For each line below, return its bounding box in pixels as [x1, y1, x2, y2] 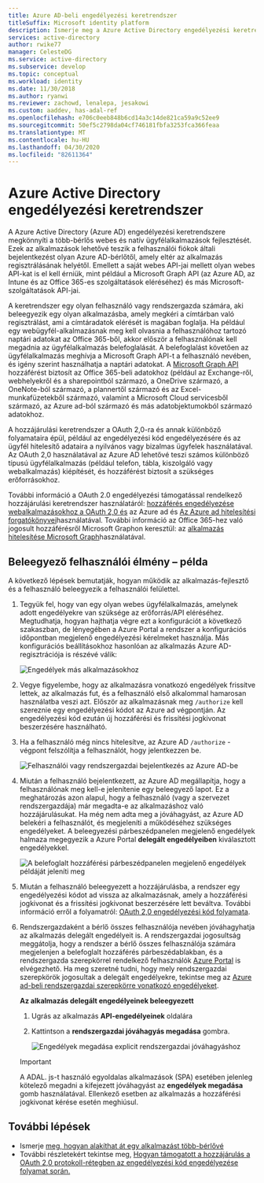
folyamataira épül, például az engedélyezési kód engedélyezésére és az [8, 434, 241, 443]
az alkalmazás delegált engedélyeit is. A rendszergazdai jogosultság [19, 930, 241, 940]
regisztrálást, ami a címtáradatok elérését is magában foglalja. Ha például [8, 318, 245, 327]
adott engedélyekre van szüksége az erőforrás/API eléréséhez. [19, 608, 224, 617]
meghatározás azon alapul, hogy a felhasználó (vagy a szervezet [19, 793, 230, 802]
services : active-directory [8, 33, 101, 42]
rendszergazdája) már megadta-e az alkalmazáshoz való [19, 801, 204, 811]
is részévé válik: [65, 650, 118, 659]
